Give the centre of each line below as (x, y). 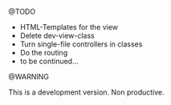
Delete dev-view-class (57, 36)
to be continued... (49, 61)
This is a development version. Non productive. (86, 92)
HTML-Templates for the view (69, 27)
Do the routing (44, 52)
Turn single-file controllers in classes (81, 44)
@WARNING (29, 77)
